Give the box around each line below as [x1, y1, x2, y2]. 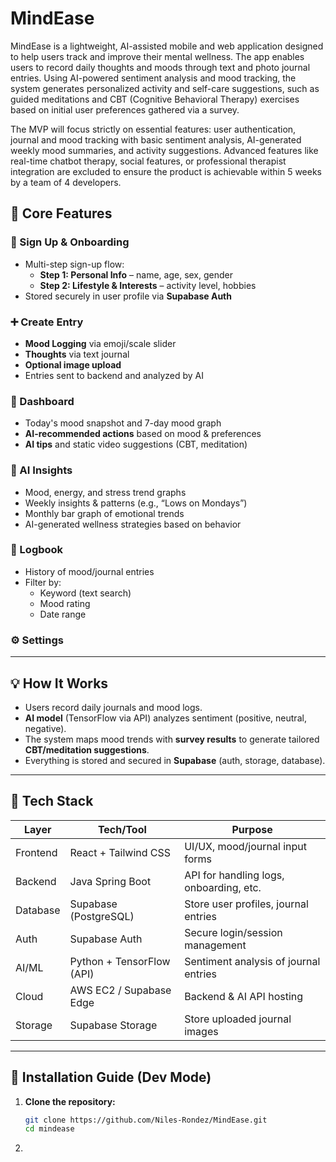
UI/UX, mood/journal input [184, 839, 307, 853]
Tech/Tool [97, 822, 147, 836]
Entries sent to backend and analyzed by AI [24, 369, 205, 381]
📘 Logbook [10, 543, 64, 557]
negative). [24, 722, 67, 734]
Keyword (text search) [39, 587, 132, 599]
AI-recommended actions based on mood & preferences [24, 428, 262, 440]
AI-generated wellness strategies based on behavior [24, 518, 242, 530]
